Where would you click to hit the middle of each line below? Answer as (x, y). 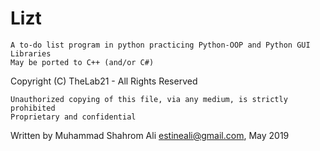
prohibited (33, 108)
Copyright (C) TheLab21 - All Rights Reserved (104, 81)
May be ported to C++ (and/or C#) (82, 62)
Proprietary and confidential (73, 117)
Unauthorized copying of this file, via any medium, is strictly (149, 99)
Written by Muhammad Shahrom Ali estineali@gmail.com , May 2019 (150, 135)
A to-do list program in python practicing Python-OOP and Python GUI (160, 45)
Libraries (31, 53)
